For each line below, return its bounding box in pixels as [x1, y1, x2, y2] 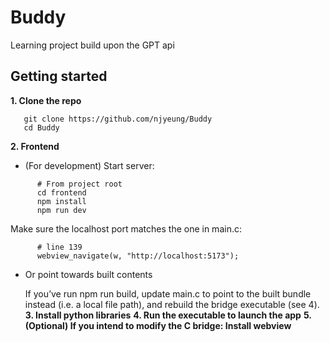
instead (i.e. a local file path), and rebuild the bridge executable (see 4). [24, 298, 320, 310]
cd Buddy [23, 122, 60, 133]
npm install [36, 196, 87, 206]
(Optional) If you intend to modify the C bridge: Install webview [24, 319, 292, 331]
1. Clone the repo [10, 94, 82, 106]
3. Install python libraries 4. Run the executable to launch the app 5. [24, 309, 312, 321]
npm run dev [36, 205, 87, 215]
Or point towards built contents [24, 268, 153, 280]
